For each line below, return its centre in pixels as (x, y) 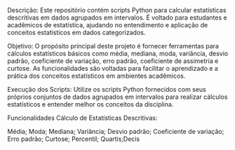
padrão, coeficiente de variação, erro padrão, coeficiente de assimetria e (113, 61)
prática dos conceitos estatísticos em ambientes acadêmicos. (96, 76)
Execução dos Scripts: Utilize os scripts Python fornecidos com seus (107, 89)
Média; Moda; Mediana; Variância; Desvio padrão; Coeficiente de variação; (116, 131)
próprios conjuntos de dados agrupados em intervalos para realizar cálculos (117, 97)
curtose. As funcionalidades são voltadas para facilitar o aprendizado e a (113, 68)
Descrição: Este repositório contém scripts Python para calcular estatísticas (117, 10)
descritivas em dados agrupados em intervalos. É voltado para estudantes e (117, 18)
